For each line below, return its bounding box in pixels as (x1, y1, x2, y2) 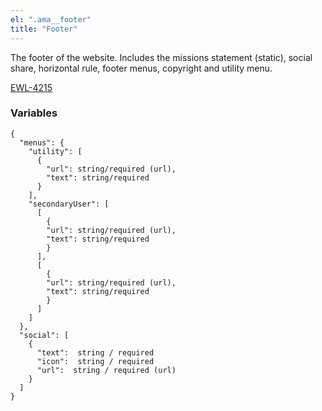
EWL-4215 (10, 81, 53, 93)
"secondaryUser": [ (28, 199, 110, 209)
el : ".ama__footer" (10, 14, 92, 25)
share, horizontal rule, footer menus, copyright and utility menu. (10, 62, 273, 74)
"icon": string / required (36, 356, 155, 366)
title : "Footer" (10, 24, 78, 34)
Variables (10, 106, 58, 120)
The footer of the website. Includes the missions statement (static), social (10, 51, 313, 63)
